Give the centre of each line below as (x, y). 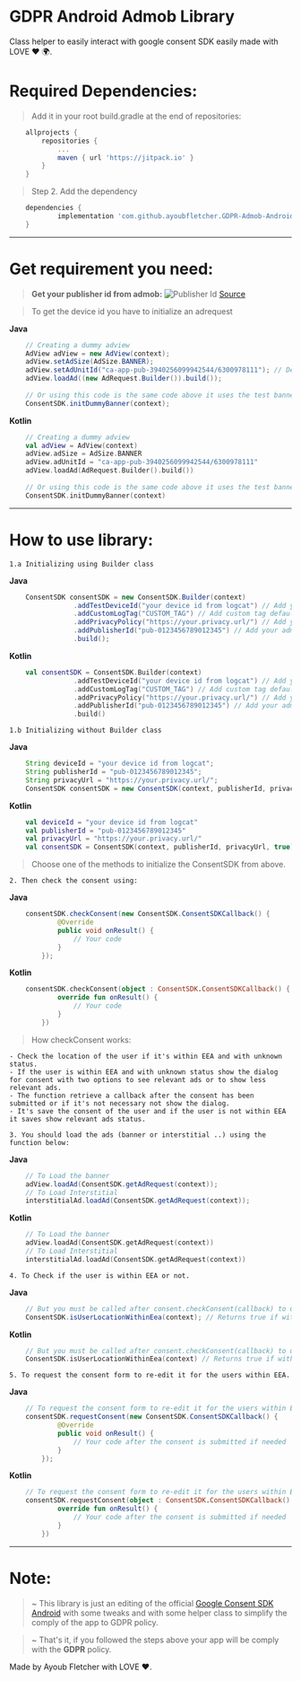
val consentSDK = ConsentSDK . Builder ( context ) (114, 672)
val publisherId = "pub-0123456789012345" (106, 831)
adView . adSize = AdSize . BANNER (84, 454)
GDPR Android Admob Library (122, 17)
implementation (86, 216)
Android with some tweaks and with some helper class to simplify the (159, 1613)
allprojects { (52, 132)
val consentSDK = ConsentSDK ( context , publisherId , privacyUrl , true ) (160, 847)
